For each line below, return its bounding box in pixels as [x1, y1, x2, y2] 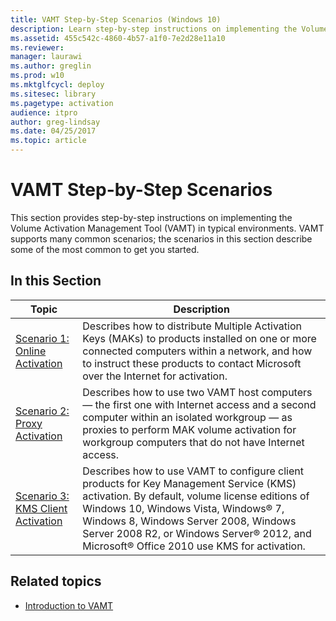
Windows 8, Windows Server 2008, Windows [82, 514, 297, 528]
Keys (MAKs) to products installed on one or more [82, 331, 317, 345]
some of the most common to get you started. [10, 243, 200, 255]
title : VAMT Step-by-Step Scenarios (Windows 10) [10, 14, 222, 25]
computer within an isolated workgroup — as [82, 410, 293, 424]
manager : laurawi [10, 52, 83, 62]
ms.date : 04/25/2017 [10, 126, 97, 136]
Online [15, 344, 47, 358]
